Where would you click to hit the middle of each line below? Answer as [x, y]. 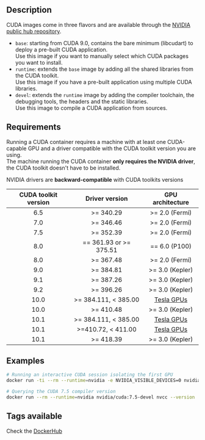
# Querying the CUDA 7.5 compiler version [61, 392]
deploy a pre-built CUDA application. [61, 49]
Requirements [34, 127]
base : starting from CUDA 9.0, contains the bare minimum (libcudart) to [104, 43]
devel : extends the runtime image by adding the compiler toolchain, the [105, 95]
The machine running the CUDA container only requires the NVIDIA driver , [101, 161]
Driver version [106, 198]
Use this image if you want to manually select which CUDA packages [102, 56]
